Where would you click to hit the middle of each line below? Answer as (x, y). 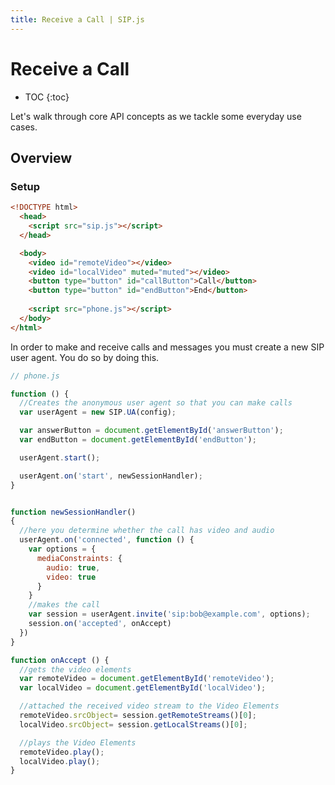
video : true (71, 577)
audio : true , (73, 567)
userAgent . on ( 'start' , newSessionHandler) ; (111, 476)
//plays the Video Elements (78, 742)
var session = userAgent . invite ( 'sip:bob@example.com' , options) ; (169, 614)
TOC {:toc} (47, 97)
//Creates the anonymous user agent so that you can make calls (156, 403)
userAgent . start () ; (60, 457)
